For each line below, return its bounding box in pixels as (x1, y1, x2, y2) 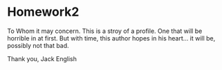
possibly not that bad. (7, 41, 69, 49)
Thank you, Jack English (7, 54, 77, 62)
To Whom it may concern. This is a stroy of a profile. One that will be (7, 27, 203, 35)
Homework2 (7, 4, 80, 20)
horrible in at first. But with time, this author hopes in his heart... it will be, (7, 34, 216, 42)
